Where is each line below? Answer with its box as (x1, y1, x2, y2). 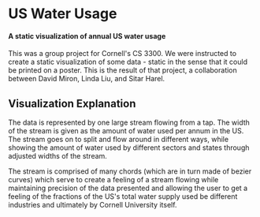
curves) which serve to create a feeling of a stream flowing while (8, 175, 219, 185)
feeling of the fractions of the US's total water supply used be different (8, 192, 238, 201)
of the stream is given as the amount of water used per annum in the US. (8, 126, 244, 136)
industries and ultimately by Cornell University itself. (8, 200, 177, 210)
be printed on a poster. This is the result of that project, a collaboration (8, 65, 238, 75)
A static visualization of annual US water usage (8, 31, 166, 40)
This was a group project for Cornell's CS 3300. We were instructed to (8, 49, 237, 58)
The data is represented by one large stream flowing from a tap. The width (8, 118, 251, 127)
